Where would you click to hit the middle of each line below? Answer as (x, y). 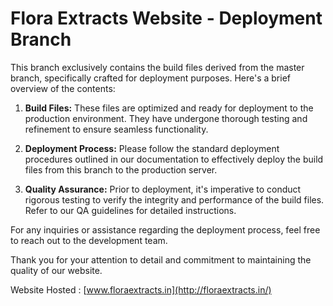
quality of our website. (56, 270)
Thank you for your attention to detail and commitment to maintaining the (161, 259)
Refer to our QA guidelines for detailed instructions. (130, 210)
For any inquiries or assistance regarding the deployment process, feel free (165, 229)
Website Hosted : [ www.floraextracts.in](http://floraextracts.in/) (141, 289)
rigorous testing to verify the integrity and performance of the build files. (174, 199)
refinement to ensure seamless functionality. (116, 129)
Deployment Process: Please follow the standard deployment (152, 148)
